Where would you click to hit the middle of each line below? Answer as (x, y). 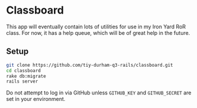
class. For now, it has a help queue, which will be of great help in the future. (98, 32)
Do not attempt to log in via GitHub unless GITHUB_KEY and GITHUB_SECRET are (99, 93)
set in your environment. (36, 99)
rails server (22, 81)
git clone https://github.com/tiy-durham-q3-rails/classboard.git (90, 65)
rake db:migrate (26, 76)
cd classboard (24, 71)
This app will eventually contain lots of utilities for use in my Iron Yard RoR (96, 27)
